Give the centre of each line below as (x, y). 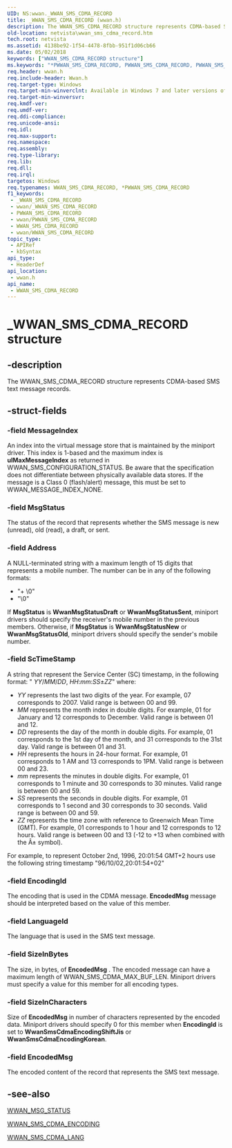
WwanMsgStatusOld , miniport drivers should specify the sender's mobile (113, 634)
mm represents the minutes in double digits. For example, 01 (103, 775)
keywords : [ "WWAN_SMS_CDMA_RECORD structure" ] (75, 59)
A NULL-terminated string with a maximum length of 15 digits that (100, 563)
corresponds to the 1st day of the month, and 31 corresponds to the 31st (119, 739)
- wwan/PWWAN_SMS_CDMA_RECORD (54, 219)
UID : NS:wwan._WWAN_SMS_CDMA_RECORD (60, 14)
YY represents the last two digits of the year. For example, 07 (104, 695)
